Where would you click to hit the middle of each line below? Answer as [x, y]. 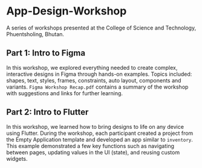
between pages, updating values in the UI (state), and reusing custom [93, 152]
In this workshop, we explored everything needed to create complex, [92, 67]
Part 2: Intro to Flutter [47, 112]
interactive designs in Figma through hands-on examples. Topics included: [99, 74]
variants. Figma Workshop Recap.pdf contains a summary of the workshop [97, 87]
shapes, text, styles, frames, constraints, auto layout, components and [94, 80]
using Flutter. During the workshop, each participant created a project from [100, 133]
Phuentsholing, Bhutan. [35, 34]
